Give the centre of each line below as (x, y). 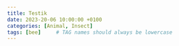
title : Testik (27, 13)
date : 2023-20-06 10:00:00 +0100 (55, 20)
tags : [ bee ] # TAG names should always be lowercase (90, 32)
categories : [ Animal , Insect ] (50, 26)
